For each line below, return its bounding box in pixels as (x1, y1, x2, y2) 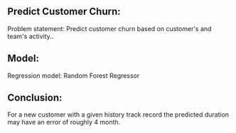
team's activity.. (7, 32, 54, 40)
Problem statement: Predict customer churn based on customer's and (7, 24, 212, 33)
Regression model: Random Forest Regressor (7, 71, 140, 80)
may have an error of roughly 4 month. (7, 118, 121, 127)
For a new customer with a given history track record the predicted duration (7, 110, 230, 119)
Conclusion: (7, 92, 63, 104)
